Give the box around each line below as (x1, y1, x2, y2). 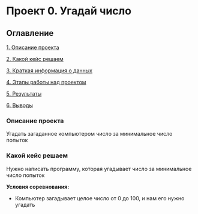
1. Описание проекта (6, 44, 59, 51)
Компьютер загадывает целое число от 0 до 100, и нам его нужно (14, 194, 185, 201)
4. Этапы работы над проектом (6, 79, 86, 85)
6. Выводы (6, 102, 33, 109)
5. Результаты (6, 90, 42, 97)
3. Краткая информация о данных (6, 67, 93, 74)
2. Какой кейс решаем (6, 56, 64, 62)
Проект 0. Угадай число (6, 4, 132, 18)
